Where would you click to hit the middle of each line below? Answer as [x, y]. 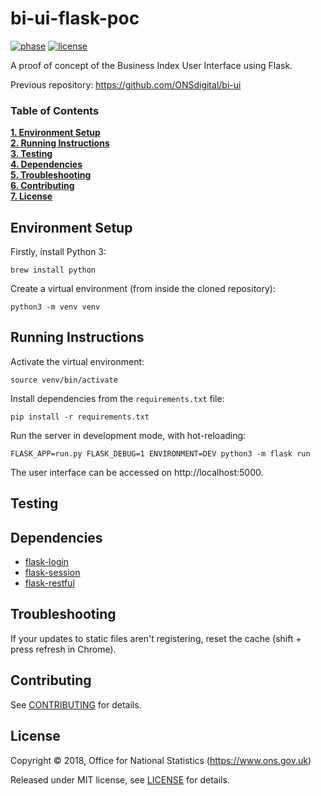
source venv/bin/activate [64, 380]
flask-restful [49, 583]
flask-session [52, 573]
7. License [31, 196]
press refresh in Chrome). [63, 649]
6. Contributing [42, 186]
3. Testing [31, 154]
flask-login [47, 562]
